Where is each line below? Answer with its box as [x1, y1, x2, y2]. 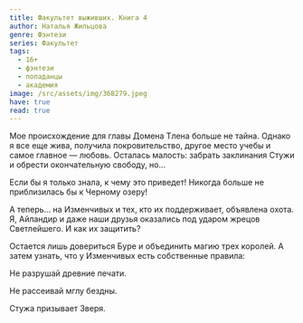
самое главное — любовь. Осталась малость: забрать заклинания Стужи [9, 150, 295, 161]
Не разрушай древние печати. [9, 268, 127, 279]
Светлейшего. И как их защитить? [9, 223, 141, 234]
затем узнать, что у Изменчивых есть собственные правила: [9, 251, 246, 261]
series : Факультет [9, 38, 79, 48]
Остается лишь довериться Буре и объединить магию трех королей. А [9, 241, 284, 252]
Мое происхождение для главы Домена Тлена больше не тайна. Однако [9, 130, 291, 141]
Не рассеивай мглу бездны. [9, 286, 118, 297]
